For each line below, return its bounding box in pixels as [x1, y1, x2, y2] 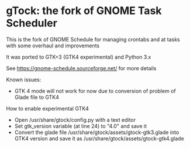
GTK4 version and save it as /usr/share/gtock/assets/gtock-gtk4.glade [14, 135, 184, 142]
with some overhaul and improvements [6, 42, 100, 49]
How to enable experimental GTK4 [6, 105, 89, 112]
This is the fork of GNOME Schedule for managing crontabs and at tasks [6, 36, 180, 43]
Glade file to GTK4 [14, 94, 60, 101]
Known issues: [6, 76, 42, 83]
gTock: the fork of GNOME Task [6, 4, 162, 18]
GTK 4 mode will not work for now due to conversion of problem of [14, 87, 177, 94]
